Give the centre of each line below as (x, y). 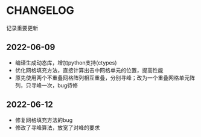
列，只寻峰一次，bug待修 (46, 85)
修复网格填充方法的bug (44, 120)
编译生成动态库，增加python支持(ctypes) (66, 62)
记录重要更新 (22, 28)
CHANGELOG (40, 11)
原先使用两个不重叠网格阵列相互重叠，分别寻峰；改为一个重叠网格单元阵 (105, 78)
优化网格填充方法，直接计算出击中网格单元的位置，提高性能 (89, 70)
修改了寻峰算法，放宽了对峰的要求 (57, 127)
